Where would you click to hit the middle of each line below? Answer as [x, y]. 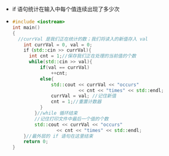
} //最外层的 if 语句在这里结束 [58, 136]
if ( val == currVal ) [65, 68]
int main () [26, 27]
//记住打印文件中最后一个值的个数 [72, 119]
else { [47, 79]
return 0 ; [36, 142]
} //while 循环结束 [56, 113]
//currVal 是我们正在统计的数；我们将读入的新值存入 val [83, 39]
